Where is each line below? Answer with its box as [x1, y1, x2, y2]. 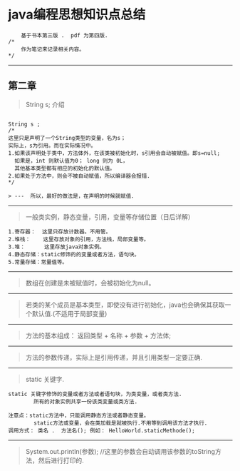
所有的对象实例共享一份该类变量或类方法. [33, 397, 138, 405]
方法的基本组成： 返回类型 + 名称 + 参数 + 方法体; [25, 331, 172, 340]
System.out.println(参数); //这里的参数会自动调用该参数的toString [25, 447, 216, 455]
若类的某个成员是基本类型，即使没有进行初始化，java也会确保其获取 [25, 300, 225, 309]
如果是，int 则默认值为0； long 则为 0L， [14, 157, 129, 164]
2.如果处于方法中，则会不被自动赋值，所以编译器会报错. [8, 172, 150, 179]
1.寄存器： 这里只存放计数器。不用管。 [8, 228, 111, 235]
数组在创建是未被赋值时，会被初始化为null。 [25, 278, 155, 287]
